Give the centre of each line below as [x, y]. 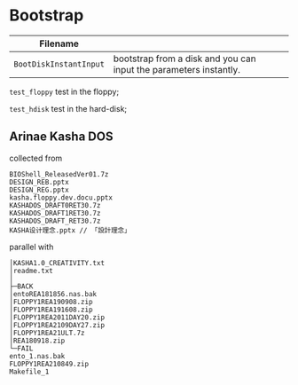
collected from [36, 158]
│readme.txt [31, 271]
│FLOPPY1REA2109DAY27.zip [57, 325]
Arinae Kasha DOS [61, 137]
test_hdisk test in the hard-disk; [68, 108]
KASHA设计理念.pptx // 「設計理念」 [70, 230]
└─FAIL [21, 348]
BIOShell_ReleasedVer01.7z [59, 174]
